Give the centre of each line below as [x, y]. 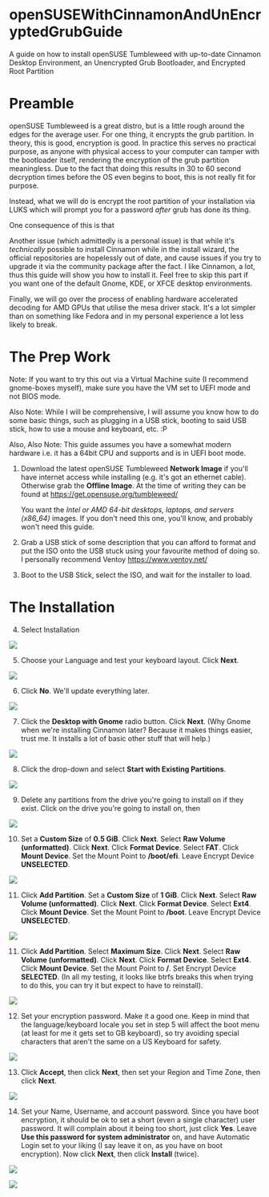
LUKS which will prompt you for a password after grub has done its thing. [130, 210]
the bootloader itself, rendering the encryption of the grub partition [119, 160]
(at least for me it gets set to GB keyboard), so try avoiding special [130, 1032]
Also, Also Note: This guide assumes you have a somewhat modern [120, 444]
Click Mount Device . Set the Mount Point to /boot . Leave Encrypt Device [141, 912]
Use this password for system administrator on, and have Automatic [135, 1137]
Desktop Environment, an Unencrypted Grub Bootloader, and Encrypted [127, 63]
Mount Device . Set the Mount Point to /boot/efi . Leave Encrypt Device [137, 856]
